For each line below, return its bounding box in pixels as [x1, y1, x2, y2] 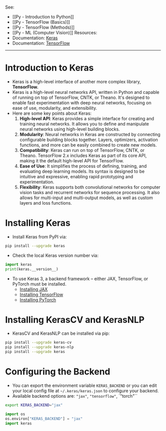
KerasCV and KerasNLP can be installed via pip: [12, 330, 110, 337]
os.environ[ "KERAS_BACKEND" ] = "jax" [5, 416, 83, 421]
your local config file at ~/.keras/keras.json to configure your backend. [12, 388, 159, 394]
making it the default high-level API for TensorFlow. [19, 157, 124, 163]
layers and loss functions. [19, 200, 72, 206]
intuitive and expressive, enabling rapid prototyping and [19, 173, 133, 179]
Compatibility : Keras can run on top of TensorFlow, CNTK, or [19, 147, 145, 153]
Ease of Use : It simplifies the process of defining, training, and [19, 163, 147, 169]
